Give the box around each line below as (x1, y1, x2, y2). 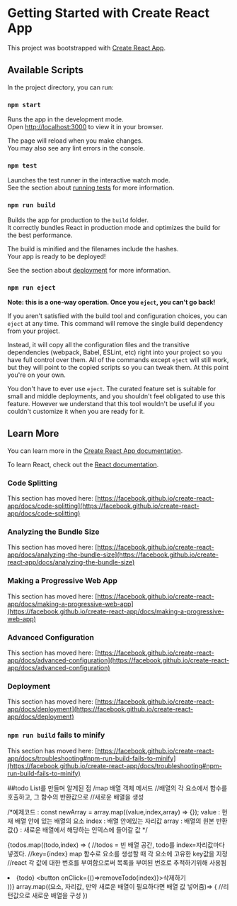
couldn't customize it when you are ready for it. (7, 407, 145, 415)
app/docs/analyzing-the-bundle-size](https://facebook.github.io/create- (7, 550, 219, 559)
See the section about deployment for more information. (7, 266, 171, 274)
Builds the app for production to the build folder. (7, 215, 149, 224)
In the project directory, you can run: (7, 83, 114, 92)
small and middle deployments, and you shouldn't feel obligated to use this (7, 392, 226, 400)
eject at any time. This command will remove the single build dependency (7, 319, 224, 327)
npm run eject (7, 283, 56, 292)
